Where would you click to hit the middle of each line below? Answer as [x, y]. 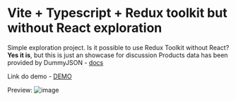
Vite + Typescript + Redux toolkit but [117, 13]
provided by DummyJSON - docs [55, 62]
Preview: [20, 90]
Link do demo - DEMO [40, 76]
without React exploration [85, 28]
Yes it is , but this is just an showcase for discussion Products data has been [118, 55]
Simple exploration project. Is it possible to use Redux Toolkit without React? [118, 47]
